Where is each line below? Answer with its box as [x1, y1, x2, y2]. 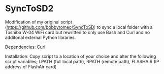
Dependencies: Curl [5, 44, 46, 50]
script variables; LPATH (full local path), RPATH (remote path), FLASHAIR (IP [5, 58, 160, 64]
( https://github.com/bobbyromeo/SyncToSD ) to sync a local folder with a [5, 24, 153, 30]
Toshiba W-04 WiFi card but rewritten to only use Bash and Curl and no [5, 29, 150, 35]
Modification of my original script [5, 19, 72, 25]
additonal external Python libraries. [5, 35, 76, 40]
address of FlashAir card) [5, 64, 57, 70]
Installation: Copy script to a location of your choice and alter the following [5, 53, 156, 59]
